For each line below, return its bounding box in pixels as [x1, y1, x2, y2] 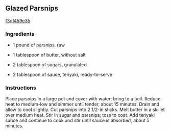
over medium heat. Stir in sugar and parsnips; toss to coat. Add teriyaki [5, 112, 155, 118]
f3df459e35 [5, 17, 31, 23]
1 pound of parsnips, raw [12, 42, 65, 48]
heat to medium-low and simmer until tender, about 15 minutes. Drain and [5, 101, 160, 108]
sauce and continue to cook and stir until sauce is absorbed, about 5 [5, 117, 150, 124]
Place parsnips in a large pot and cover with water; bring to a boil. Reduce [5, 96, 161, 102]
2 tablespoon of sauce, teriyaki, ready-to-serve [12, 71, 112, 78]
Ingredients [5, 30, 35, 37]
